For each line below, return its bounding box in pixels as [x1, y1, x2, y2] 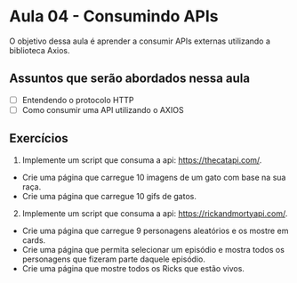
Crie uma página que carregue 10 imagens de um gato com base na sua [21, 172, 286, 182]
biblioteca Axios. [9, 44, 70, 55]
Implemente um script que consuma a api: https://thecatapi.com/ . [21, 154, 262, 166]
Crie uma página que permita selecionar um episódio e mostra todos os [21, 244, 285, 255]
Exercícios [9, 131, 68, 146]
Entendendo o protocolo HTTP [21, 94, 134, 105]
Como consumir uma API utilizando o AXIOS [21, 104, 184, 115]
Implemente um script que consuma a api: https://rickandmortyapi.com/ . [21, 207, 288, 219]
